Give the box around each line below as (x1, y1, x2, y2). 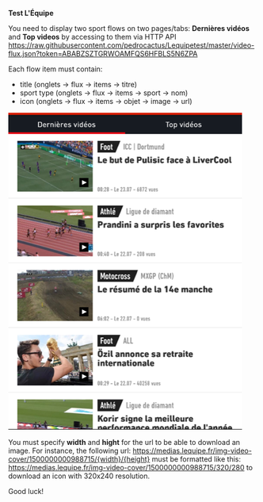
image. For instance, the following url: (8, 446, 131, 455)
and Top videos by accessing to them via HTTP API (8, 33, 177, 41)
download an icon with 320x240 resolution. (8, 471, 151, 481)
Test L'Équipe (8, 9, 54, 17)
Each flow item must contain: (8, 64, 103, 74)
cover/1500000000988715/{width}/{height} (8, 454, 151, 464)
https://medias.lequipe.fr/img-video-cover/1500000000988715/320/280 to (8, 463, 253, 472)
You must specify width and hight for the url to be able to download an (8, 438, 240, 446)
